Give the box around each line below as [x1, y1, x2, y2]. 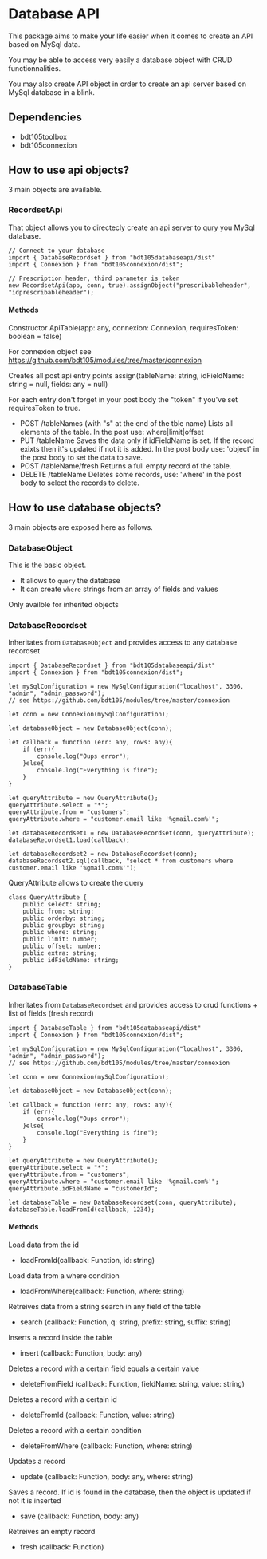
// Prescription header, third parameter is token [8, 274, 180, 282]
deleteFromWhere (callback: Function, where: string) [19, 1441, 193, 1450]
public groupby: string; [22, 922, 105, 929]
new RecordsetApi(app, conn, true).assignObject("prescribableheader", [8, 281, 251, 290]
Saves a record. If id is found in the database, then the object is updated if [8, 1487, 251, 1497]
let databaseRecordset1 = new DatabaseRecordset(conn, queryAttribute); [8, 829, 255, 838]
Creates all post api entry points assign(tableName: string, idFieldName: [8, 371, 245, 381]
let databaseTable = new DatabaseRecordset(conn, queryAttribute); [8, 1198, 238, 1206]
